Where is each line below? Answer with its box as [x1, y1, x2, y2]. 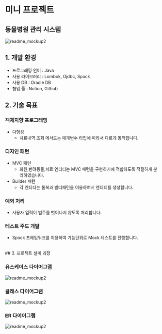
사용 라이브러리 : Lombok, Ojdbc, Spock [12, 73, 90, 79]
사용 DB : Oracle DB [12, 80, 51, 85]
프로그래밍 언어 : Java [12, 67, 54, 73]
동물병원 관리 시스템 [5, 25, 61, 33]
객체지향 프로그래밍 [5, 117, 48, 124]
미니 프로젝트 [5, 4, 54, 16]
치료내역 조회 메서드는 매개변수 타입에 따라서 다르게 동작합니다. [19, 135, 139, 141]
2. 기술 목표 [5, 101, 38, 110]
